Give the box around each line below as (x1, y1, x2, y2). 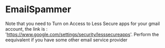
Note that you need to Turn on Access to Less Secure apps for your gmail (5, 20, 160, 27)
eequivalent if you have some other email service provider (5, 37, 128, 43)
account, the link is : (5, 26, 48, 32)
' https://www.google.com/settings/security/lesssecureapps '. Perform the (5, 31, 159, 37)
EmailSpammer (5, 4, 72, 15)
